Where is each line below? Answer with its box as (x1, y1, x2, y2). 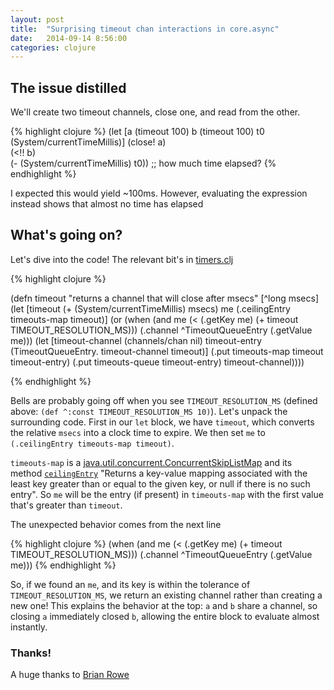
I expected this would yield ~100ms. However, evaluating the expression (10, 187, 308, 200)
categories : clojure (10, 42, 97, 53)
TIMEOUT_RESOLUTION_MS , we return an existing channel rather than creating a (10, 589, 323, 601)
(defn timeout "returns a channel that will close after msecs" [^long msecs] (10, 292, 320, 304)
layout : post (10, 14, 65, 25)
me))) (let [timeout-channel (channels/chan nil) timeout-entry (10, 334, 263, 346)
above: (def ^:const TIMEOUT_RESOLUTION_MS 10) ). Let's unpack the (10, 405, 288, 417)
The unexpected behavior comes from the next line (10, 518, 222, 530)
